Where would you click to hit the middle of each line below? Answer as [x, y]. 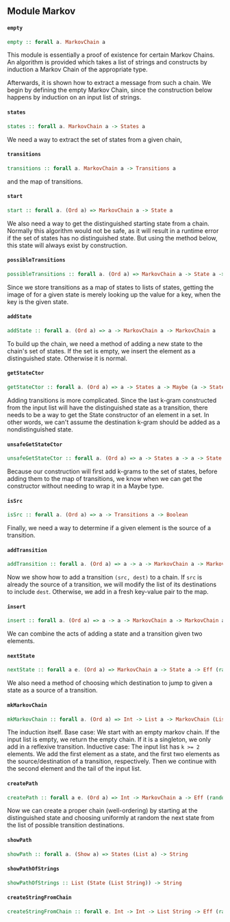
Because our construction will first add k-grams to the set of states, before [112, 471]
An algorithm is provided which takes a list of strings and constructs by [107, 62]
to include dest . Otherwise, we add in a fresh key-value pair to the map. [108, 592]
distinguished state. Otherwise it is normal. [67, 358]
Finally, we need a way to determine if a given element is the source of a [109, 528]
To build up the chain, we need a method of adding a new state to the [105, 344]
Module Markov [41, 11]
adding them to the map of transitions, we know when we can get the [105, 479]
